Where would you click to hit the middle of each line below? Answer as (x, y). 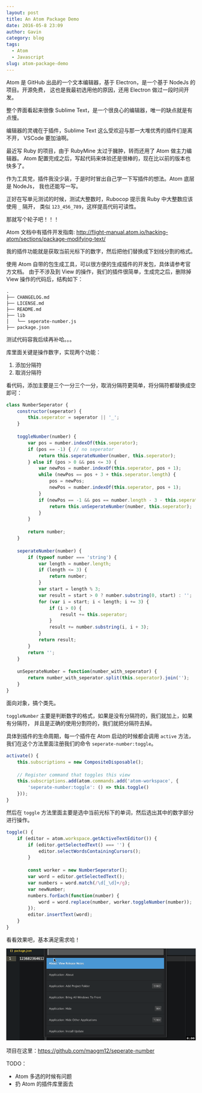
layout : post (23, 13)
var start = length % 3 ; (69, 589)
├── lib (16, 315)
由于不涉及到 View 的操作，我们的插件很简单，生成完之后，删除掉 (110, 272)
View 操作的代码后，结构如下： (45, 279)
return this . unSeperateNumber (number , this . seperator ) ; (121, 506)
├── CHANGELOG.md (28, 297)
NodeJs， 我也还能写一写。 (47, 186)
